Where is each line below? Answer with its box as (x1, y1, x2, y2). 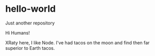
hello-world (5, 3, 56, 15)
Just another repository (5, 20, 55, 26)
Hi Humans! (5, 30, 30, 36)
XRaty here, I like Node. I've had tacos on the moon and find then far (5, 39, 150, 46)
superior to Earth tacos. (5, 45, 55, 51)
